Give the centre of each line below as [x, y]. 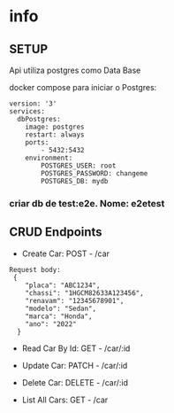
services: [27, 112]
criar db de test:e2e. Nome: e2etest [87, 203]
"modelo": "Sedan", [61, 308]
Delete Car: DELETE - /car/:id [75, 382]
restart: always [55, 135]
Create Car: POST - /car [66, 253]
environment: [49, 158]
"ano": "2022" [51, 324]
